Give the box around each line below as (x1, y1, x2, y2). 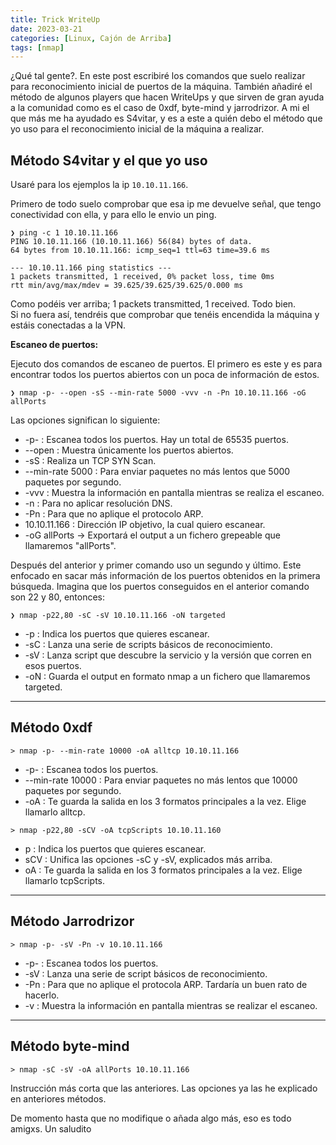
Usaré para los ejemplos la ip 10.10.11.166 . (10, 179, 189, 191)
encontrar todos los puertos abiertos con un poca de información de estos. (10, 369, 320, 381)
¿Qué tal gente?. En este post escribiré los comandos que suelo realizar (10, 70, 306, 82)
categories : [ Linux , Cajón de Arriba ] (10, 33, 172, 43)
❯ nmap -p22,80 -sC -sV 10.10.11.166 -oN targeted (10, 611, 226, 621)
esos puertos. (24, 660, 82, 672)
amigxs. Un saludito (10, 1122, 92, 1135)
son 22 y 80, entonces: (10, 591, 106, 603)
